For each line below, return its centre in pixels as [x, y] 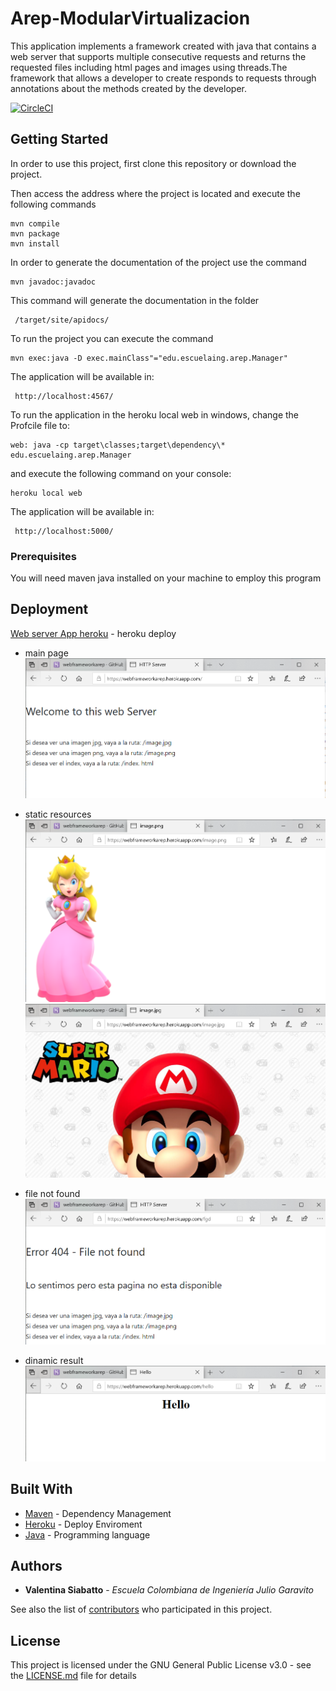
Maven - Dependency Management [98, 1513]
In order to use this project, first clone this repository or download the [153, 163]
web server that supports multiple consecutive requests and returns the [158, 56]
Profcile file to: [40, 425]
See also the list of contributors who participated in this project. [141, 1609]
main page [46, 653]
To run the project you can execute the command [112, 338]
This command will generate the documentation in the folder [135, 300]
